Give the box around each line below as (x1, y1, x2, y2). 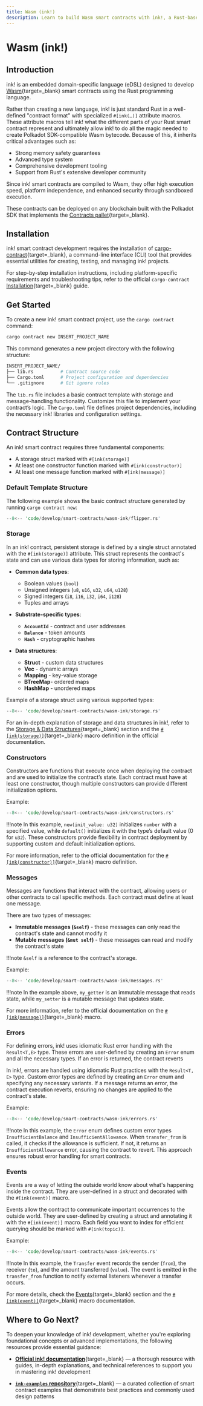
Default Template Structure (6, 484, 88, 492)
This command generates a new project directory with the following (6, 345, 175, 352)
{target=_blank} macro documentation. (38, 1297, 136, 1304)
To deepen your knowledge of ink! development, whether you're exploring (6, 1331, 191, 1338)
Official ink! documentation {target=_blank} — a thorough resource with (14, 1355, 195, 1362)
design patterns (14, 1393, 55, 1400)
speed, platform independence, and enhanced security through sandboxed (6, 186, 193, 194)
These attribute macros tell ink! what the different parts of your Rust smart (6, 118, 191, 125)
